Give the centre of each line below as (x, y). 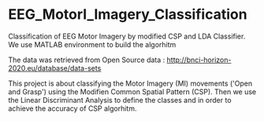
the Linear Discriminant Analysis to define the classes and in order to (120, 100)
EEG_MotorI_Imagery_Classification (128, 15)
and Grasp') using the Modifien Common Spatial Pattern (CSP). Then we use (132, 91)
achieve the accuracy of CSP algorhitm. (73, 108)
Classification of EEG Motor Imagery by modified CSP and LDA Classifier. (127, 36)
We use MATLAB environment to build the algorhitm (92, 44)
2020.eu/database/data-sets (55, 68)
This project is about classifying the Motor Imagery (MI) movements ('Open (130, 83)
